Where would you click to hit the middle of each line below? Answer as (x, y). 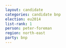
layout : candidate (24, 10)
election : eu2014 (23, 19)
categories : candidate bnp (33, 14)
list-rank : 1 (19, 24)
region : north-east (25, 33)
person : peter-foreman (29, 28)
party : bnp (16, 38)
